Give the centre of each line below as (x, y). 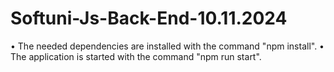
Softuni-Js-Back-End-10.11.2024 (149, 18)
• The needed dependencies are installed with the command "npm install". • (167, 46)
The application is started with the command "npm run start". (136, 56)
